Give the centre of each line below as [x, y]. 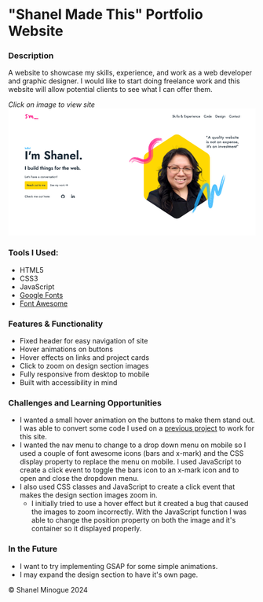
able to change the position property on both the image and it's [133, 520]
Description [31, 56]
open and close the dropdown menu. [79, 479]
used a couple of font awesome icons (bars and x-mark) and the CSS [131, 453]
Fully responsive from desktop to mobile [84, 374]
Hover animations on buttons [66, 349]
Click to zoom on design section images [84, 366]
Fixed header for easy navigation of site [84, 341]
